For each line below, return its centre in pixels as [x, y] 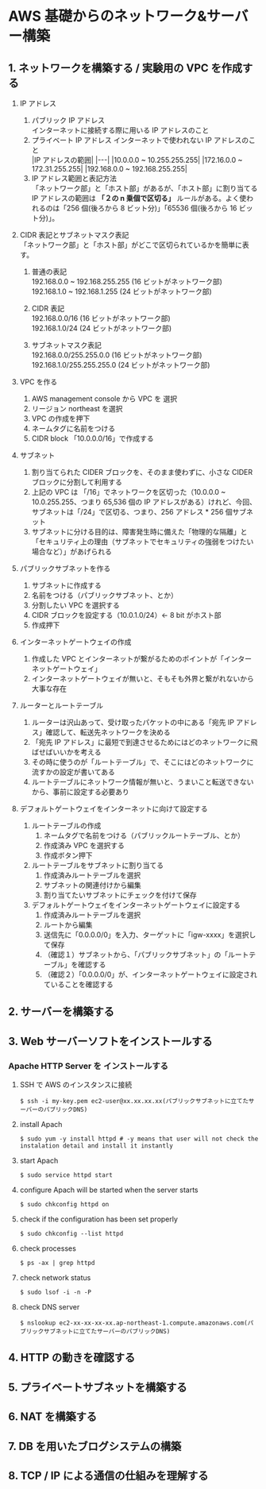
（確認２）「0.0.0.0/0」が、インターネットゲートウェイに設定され [150, 974]
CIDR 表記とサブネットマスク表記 [74, 235]
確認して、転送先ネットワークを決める [108, 732]
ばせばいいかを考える [66, 752]
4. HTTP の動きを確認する [72, 1358]
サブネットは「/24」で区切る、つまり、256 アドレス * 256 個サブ [139, 512]
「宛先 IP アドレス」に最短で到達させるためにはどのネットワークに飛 [145, 742]
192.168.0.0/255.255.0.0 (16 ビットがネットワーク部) [117, 355]
